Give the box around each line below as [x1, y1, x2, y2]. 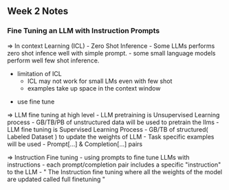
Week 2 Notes [7, 5, 69, 17]
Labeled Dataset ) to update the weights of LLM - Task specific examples [7, 132, 215, 141]
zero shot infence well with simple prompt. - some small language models [7, 49, 216, 57]
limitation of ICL [17, 69, 62, 78]
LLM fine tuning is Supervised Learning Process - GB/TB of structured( [7, 125, 208, 133]
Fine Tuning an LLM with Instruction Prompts [7, 26, 160, 36]
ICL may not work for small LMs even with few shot [27, 77, 173, 85]
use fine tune [17, 97, 55, 106]
